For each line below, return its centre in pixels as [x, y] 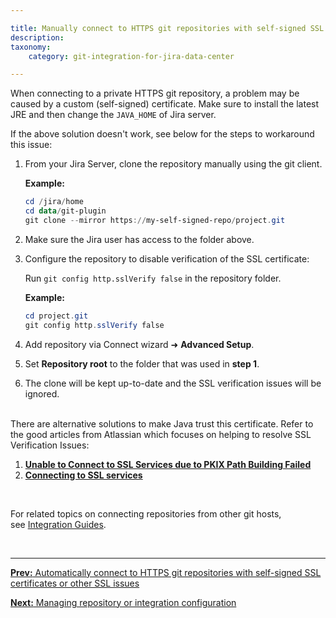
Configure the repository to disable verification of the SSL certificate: [167, 258]
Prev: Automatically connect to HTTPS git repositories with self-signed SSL [166, 572]
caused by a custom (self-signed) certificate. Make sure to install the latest [165, 104]
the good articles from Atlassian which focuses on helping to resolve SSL [161, 434]
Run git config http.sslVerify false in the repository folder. [153, 278]
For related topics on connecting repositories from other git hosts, [146, 513]
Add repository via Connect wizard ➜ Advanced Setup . [139, 344]
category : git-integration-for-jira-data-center [131, 56]
